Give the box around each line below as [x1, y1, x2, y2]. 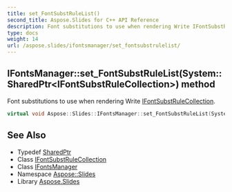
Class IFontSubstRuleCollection [17, 155, 107, 163]
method [181, 79, 215, 90]
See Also [7, 129, 46, 142]
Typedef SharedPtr [17, 148, 72, 156]
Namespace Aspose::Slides [17, 170, 96, 178]
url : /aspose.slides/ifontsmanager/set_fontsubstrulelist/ [7, 42, 181, 49]
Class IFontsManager [17, 162, 78, 171]
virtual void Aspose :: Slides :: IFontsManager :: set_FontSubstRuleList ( [7, 110, 212, 117]
